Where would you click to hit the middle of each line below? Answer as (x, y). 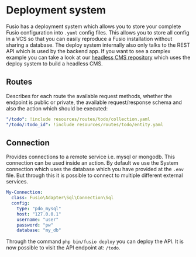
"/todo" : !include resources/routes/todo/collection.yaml (78, 119)
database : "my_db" (39, 230)
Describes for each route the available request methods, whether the (89, 96)
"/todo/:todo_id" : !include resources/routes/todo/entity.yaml (85, 124)
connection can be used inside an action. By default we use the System (92, 163)
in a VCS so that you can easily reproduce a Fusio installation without (89, 39)
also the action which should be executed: (57, 108)
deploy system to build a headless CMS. (54, 63)
